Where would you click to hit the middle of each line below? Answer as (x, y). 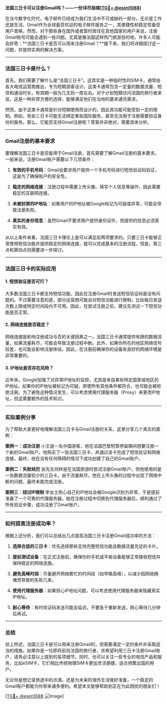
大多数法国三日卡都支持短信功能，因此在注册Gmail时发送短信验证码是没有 (81, 293)
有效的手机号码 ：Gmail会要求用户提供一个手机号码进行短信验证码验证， (86, 170)
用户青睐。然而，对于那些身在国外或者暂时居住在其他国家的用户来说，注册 (81, 31)
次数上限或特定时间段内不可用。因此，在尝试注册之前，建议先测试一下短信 (81, 306)
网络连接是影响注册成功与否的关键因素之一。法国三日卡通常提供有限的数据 (81, 336)
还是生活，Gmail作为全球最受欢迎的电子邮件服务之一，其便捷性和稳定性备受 (83, 25)
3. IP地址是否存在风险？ (29, 368)
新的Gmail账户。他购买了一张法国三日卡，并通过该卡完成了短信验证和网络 (85, 452)
